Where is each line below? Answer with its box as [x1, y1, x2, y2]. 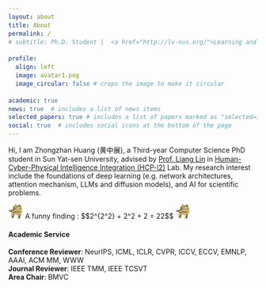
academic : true [8, 96, 59, 105]
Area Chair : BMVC [8, 272, 69, 282]
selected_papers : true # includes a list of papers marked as [8, 113, 218, 121]
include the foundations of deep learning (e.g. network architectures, [8, 171, 234, 180]
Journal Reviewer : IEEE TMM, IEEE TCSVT [8, 264, 148, 274]
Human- [215, 155, 241, 163]
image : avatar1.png [15, 71, 80, 79]
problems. [8, 188, 41, 198]
